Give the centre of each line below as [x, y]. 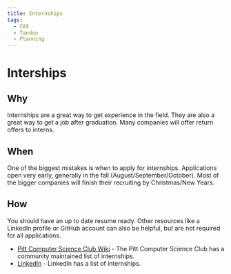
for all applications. [34, 235]
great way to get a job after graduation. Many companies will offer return [110, 123]
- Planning [29, 39]
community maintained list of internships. [76, 256]
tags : [15, 20]
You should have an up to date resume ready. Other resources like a [103, 220]
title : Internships [35, 13]
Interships [37, 73]
